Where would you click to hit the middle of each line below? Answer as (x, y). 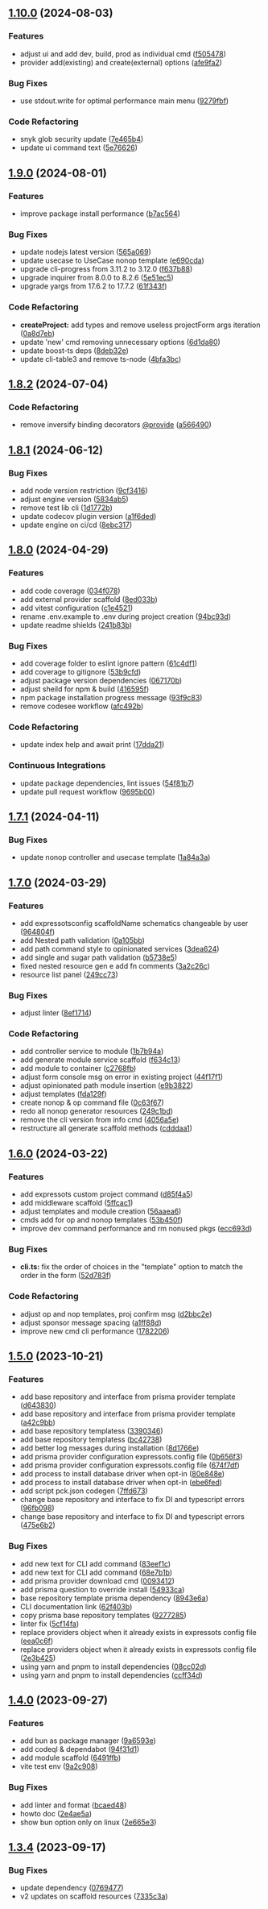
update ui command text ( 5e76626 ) (79, 147)
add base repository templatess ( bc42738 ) (91, 1440)
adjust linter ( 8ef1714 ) (56, 1013)
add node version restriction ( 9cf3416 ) (84, 490)
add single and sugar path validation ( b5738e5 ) (99, 957)
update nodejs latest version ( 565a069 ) (85, 252)
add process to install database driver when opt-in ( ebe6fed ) (121, 1483)
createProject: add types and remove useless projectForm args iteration (140, 325)
